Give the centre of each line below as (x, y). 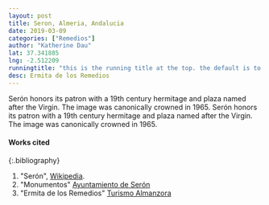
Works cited (29, 142)
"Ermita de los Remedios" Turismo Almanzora (95, 193)
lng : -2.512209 (34, 61)
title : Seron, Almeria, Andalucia (66, 23)
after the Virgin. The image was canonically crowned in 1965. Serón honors (133, 107)
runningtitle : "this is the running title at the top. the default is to (135, 68)
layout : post (30, 16)
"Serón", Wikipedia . (52, 176)
